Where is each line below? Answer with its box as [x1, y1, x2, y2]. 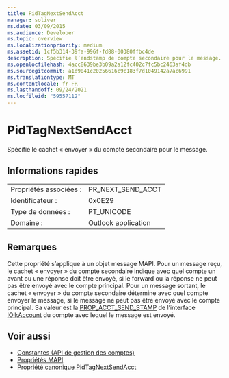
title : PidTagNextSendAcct [7, 10, 84, 17]
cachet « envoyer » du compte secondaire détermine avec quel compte [7, 289, 208, 297]
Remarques [7, 241, 57, 253]
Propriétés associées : [10, 185, 82, 194]
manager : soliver [7, 16, 57, 23]
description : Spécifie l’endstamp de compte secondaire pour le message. [7, 55, 222, 62]
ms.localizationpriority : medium [7, 42, 103, 49]
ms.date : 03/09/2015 [7, 23, 66, 29]
